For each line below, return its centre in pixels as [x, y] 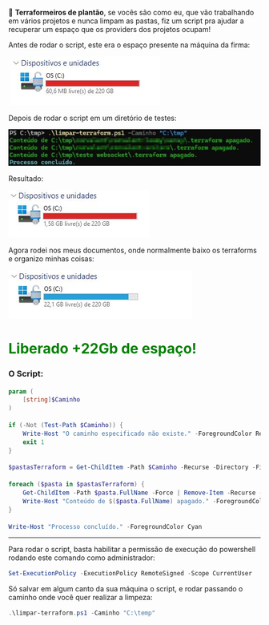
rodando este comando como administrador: [82, 558]
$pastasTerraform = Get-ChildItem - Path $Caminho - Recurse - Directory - [132, 468]
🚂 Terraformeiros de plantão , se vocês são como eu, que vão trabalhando [131, 12]
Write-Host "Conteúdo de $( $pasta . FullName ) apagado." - [120, 501]
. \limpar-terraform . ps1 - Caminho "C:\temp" [82, 613]
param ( [21, 391]
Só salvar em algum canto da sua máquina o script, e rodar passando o [126, 589]
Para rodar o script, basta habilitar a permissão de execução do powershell [132, 550]
